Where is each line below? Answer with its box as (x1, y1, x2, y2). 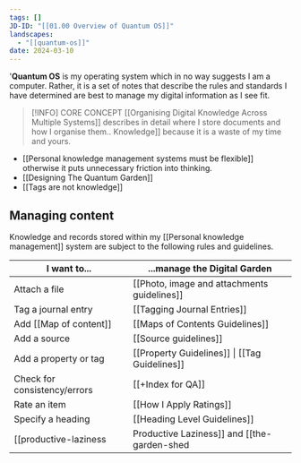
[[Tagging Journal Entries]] (133, 303, 247, 315)
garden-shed (133, 438, 190, 450)
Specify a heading (13, 413, 90, 425)
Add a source (13, 332, 70, 345)
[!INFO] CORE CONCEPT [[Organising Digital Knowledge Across (30, 107, 268, 118)
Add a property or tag (13, 352, 105, 364)
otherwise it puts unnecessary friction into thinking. (21, 163, 213, 174)
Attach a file (13, 283, 64, 296)
